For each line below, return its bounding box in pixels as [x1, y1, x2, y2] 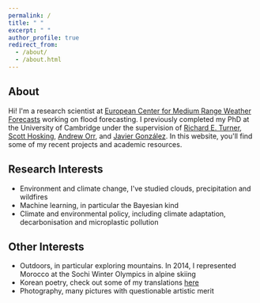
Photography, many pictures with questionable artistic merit [19, 286, 215, 296]
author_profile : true [8, 33, 80, 42]
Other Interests [8, 240, 85, 253]
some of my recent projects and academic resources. [8, 139, 183, 149]
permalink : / [8, 11, 51, 20]
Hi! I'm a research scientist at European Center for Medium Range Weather [8, 106, 251, 116]
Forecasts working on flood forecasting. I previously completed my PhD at [8, 114, 250, 123]
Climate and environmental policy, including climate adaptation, [19, 209, 227, 218]
